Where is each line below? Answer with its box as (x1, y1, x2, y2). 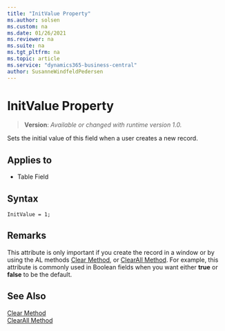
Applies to (7, 154, 52, 166)
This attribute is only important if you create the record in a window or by (7, 248, 215, 256)
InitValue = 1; (7, 211, 51, 218)
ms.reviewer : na (7, 36, 54, 43)
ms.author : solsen (7, 17, 60, 24)
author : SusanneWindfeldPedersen (7, 68, 104, 75)
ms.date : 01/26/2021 (7, 29, 67, 37)
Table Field (17, 172, 49, 181)
